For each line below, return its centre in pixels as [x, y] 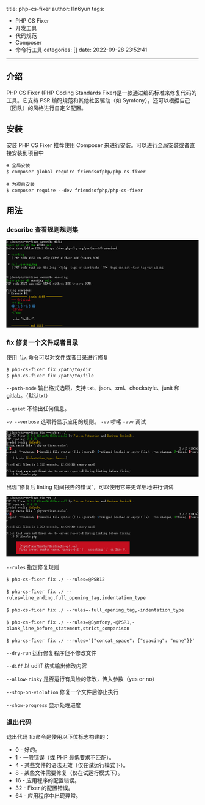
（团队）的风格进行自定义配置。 [46, 108]
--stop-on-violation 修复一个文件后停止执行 [63, 692]
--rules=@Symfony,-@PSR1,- [101, 622]
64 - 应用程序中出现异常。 [48, 796]
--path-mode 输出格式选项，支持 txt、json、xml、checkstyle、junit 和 [93, 388]
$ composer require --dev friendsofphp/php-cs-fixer [75, 190]
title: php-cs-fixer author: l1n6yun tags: [56, 9]
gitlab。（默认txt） [29, 395]
